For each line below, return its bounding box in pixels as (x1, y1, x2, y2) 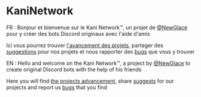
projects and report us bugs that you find (6, 83, 108, 90)
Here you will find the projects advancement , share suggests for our (6, 77, 175, 85)
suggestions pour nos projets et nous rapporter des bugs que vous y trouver (6, 48, 195, 55)
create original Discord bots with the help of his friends (6, 65, 142, 73)
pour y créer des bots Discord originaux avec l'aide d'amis (6, 30, 151, 37)
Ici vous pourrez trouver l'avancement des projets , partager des (6, 42, 163, 49)
